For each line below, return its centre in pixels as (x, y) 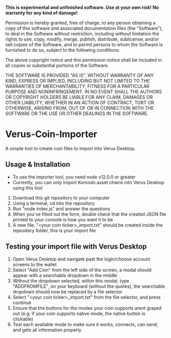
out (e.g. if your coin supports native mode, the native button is (79, 313)
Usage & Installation (38, 164)
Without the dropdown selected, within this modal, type (71, 281)
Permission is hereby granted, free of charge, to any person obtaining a (80, 23)
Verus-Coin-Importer (51, 134)
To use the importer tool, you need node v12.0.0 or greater (74, 177)
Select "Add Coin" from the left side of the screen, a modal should (82, 270)
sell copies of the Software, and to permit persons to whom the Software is (84, 45)
